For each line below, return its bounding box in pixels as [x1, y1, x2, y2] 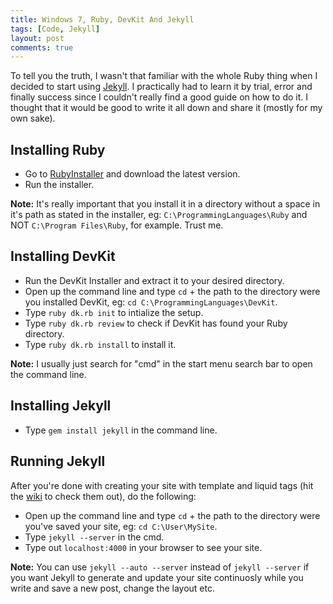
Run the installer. [24, 179, 95, 191]
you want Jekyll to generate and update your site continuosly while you [10, 571, 304, 583]
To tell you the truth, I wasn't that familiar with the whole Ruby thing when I [10, 70, 318, 82]
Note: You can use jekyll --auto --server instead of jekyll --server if [10, 561, 310, 573]
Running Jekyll [10, 453, 106, 470]
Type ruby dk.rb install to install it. [24, 338, 177, 350]
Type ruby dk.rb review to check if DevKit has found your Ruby [24, 317, 288, 329]
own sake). [10, 112, 56, 125]
